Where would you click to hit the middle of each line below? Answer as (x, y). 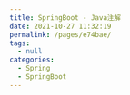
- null (30, 52)
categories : (32, 60)
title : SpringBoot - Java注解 (65, 18)
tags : (20, 43)
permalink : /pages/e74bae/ (60, 34)
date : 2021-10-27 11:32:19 (60, 26)
